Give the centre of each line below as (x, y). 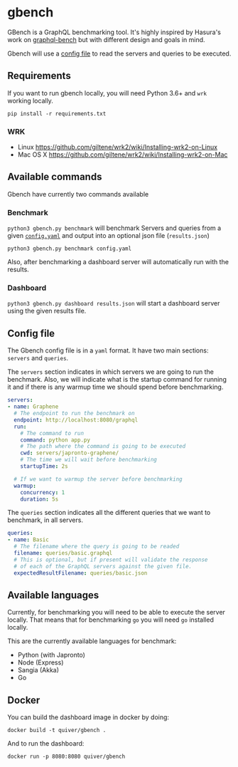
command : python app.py (55, 440)
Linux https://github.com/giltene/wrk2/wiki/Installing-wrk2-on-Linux (118, 147)
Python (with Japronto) (51, 655)
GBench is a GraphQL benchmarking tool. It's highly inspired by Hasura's (114, 32)
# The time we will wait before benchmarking (89, 460)
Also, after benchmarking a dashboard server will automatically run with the (118, 262)
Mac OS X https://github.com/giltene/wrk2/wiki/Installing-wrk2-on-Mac (123, 155)
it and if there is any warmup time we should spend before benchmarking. (115, 387)
